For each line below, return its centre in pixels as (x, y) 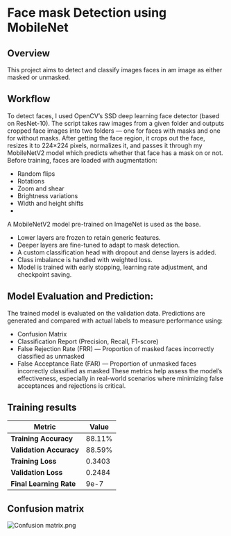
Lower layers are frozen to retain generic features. (89, 237)
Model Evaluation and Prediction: (80, 297)
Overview (29, 53)
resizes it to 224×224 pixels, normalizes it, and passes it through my (105, 145)
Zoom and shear (41, 188)
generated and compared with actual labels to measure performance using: (115, 320)
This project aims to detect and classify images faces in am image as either (115, 70)
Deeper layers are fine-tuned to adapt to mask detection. (99, 245)
